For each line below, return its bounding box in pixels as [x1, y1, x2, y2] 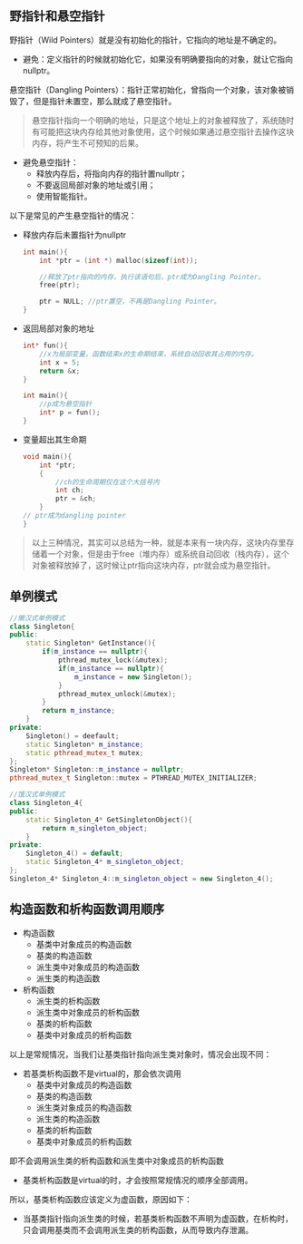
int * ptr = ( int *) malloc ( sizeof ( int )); [39, 256, 198, 265]
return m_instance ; [42, 706, 116, 715]
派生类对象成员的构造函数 [35, 1102, 132, 1113]
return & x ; [39, 366, 81, 375]
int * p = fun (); [39, 408, 101, 417]
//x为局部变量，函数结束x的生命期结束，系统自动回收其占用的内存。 [39, 349, 259, 358]
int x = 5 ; [39, 357, 81, 367]
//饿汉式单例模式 [9, 790, 65, 800]
